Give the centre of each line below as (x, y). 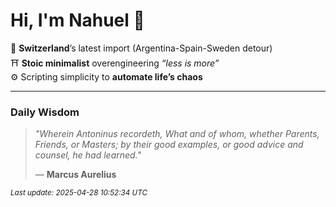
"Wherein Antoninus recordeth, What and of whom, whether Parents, (177, 134)
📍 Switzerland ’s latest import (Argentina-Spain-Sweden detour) (141, 48)
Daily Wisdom (45, 112)
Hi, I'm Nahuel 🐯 (77, 20)
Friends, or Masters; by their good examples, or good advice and (169, 145)
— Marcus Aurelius (75, 175)
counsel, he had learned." (88, 155)
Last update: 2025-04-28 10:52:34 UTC (79, 193)
